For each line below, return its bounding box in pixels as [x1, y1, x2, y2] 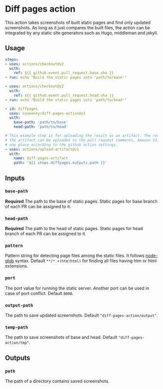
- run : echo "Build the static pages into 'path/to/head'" [5, 97, 127, 102]
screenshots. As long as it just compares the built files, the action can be [5, 24, 150, 30]
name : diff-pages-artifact [14, 156, 68, 161]
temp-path [5, 324, 28, 330]
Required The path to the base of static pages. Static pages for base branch [5, 198, 158, 204]
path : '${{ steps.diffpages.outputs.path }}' [14, 160, 108, 165]
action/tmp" [5, 340, 29, 346]
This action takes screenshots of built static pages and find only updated [5, 19, 151, 25]
